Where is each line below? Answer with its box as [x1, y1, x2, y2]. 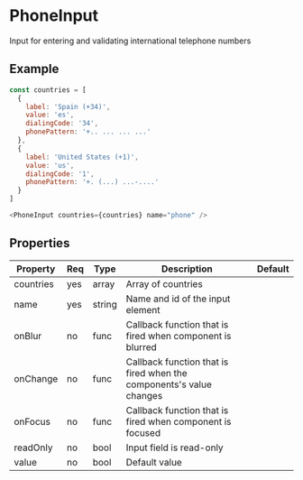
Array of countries [125, 277, 203, 290]
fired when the [125, 366, 188, 379]
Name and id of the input [125, 292, 231, 305]
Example [9, 61, 60, 77]
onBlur [14, 329, 42, 342]
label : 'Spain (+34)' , [25, 102, 111, 111]
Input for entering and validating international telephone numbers [9, 35, 252, 46]
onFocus [14, 415, 51, 428]
